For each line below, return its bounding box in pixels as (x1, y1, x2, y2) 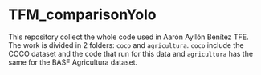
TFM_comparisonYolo (8, 6, 157, 24)
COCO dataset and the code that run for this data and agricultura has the (8, 49, 254, 58)
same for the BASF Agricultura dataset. (8, 57, 138, 67)
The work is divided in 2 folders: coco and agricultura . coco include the (8, 40, 244, 49)
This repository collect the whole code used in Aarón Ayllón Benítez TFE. (8, 32, 249, 41)
